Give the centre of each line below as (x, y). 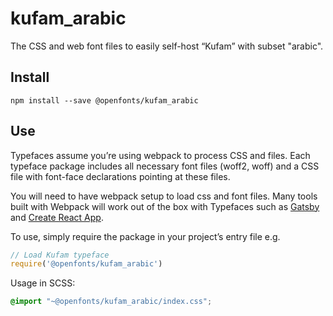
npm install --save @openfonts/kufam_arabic (104, 100)
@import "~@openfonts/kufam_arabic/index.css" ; (111, 302)
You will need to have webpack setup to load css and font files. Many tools (164, 196)
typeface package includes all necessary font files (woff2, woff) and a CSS (165, 166)
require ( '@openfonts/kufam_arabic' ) (86, 264)
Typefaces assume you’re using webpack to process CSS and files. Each (160, 155)
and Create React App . (57, 217)
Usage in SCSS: (43, 283)
